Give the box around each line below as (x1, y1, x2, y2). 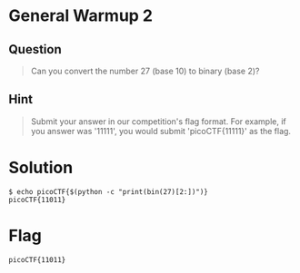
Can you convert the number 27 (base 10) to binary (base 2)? (30, 65, 260, 76)
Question (8, 42, 62, 57)
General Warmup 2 (8, 5, 154, 26)
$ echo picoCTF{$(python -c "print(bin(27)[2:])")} (8, 187, 208, 196)
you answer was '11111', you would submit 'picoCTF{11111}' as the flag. (30, 125, 292, 136)
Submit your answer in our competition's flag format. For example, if (30, 115, 287, 127)
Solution (8, 158, 74, 178)
